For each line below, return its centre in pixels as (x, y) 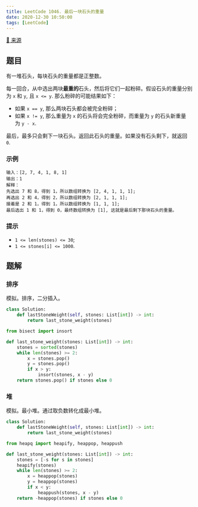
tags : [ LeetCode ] (27, 22)
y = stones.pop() (48, 364)
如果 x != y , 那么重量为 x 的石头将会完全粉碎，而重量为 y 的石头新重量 (100, 116)
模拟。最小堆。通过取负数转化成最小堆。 (55, 411)
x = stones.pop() (48, 359)
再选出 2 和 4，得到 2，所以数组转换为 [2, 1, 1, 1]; (67, 198)
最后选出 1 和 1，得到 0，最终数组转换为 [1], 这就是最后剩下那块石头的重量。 (92, 211)
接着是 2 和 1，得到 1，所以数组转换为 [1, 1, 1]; (63, 204)
